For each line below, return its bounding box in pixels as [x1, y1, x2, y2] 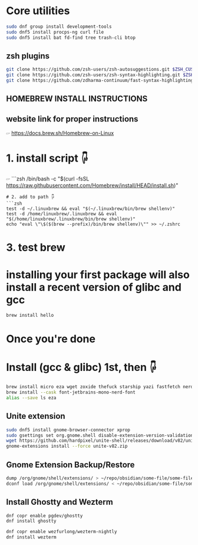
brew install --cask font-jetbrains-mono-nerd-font [6, 389, 136, 396]
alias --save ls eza [6, 395, 57, 401]
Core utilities [6, 4, 70, 18]
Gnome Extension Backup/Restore [6, 459, 135, 470]
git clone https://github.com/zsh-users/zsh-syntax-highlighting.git [6, 72, 181, 78]
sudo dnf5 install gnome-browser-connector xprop [6, 426, 131, 433]
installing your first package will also [6, 268, 190, 281]
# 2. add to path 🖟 [6, 194, 55, 200]
